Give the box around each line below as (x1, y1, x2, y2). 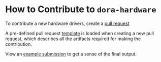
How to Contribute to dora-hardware (5, 4, 156, 15)
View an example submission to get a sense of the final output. (5, 51, 137, 57)
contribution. (5, 41, 32, 47)
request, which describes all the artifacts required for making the (5, 36, 141, 42)
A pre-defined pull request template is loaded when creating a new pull (5, 30, 154, 36)
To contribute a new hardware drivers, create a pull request (5, 20, 130, 26)
